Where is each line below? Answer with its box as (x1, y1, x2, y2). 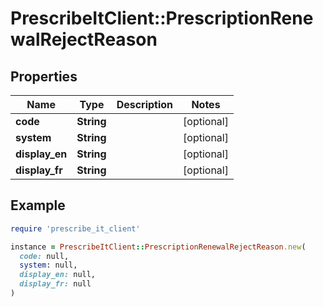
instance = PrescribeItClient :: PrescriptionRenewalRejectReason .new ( (10, 242, 307, 252)
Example (10, 197, 66, 214)
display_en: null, (19, 270, 97, 280)
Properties (10, 68, 78, 85)
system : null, (19, 260, 78, 271)
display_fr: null (19, 279, 92, 289)
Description (116, 98, 174, 111)
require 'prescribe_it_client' (10, 223, 141, 234)
